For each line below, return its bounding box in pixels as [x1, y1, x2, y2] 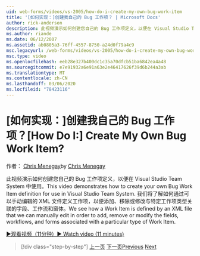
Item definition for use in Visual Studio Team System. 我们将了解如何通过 [6, 190, 185, 197]
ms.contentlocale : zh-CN [6, 75, 68, 81]
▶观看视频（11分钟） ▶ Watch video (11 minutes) [6, 230, 124, 238]
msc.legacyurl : [6, 48, 44, 54]
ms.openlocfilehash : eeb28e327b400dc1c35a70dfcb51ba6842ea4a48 [6, 58, 167, 64]
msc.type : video [6, 53, 46, 59]
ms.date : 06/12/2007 [6, 36, 58, 42]
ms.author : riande [6, 31, 52, 37]
